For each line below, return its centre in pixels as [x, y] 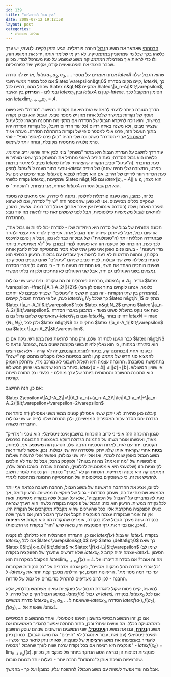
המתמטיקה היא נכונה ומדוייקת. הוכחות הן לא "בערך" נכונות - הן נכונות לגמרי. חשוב [85, 472]
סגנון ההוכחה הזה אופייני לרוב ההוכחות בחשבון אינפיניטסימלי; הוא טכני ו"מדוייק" [82, 434]
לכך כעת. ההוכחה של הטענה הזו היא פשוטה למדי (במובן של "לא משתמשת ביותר [83, 244]
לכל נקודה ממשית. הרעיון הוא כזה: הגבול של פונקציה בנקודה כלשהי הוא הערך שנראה [86, 503]
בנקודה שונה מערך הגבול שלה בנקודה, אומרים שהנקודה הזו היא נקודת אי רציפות [82, 520]
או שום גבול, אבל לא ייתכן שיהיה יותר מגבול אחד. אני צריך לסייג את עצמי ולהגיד [81, 233]
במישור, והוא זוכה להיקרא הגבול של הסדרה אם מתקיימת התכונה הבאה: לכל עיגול [83, 120]
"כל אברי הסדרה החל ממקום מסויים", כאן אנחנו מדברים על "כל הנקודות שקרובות [83, 566]
